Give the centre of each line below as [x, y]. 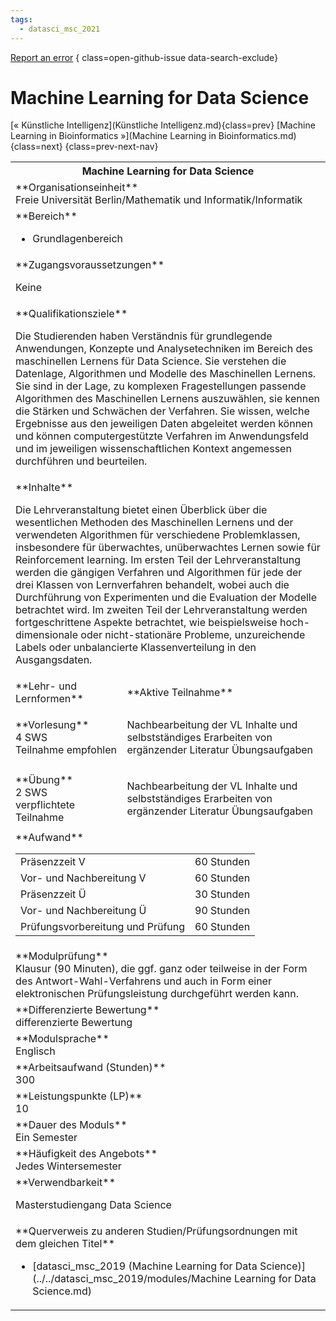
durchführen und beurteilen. [81, 461]
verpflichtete [45, 805]
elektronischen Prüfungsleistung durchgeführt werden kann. [157, 994]
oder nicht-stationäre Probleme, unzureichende [193, 635]
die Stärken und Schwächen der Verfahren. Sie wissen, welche [162, 411]
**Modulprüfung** [62, 956]
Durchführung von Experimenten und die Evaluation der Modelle [166, 598]
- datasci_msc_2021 [60, 29]
